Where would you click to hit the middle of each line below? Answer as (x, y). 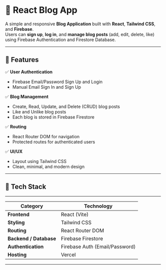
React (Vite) (75, 214)
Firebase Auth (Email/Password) (98, 246)
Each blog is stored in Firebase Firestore (53, 117)
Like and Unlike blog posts (39, 111)
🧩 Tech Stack (26, 187)
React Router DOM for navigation (46, 136)
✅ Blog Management (27, 97)
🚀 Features (22, 60)
